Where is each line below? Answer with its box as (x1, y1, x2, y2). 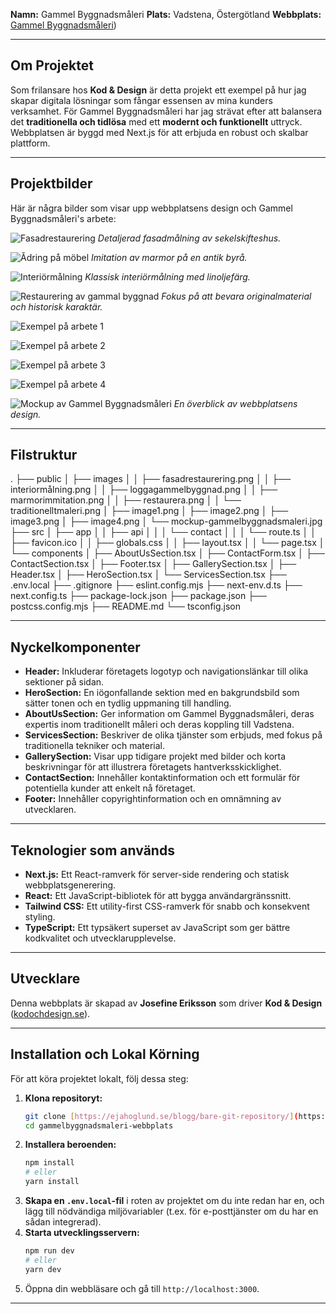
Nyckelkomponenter (10, 639, 141, 656)
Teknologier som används (10, 842, 175, 859)
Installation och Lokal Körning (10, 1046, 200, 1063)
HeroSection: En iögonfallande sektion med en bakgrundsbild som (24, 687, 300, 699)
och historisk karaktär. (10, 300, 103, 313)
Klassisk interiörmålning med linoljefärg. (84, 270, 251, 283)
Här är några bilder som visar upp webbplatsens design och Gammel (10, 202, 293, 214)
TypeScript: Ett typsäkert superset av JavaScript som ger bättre (24, 922, 291, 934)
